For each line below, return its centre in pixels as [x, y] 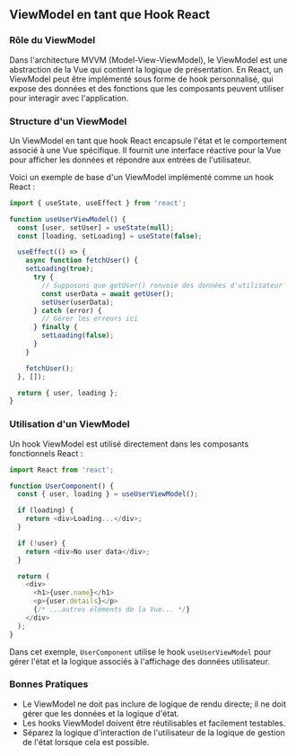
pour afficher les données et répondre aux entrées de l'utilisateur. [131, 160]
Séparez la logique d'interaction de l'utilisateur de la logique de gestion [153, 732]
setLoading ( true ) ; [60, 269]
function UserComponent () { [62, 486]
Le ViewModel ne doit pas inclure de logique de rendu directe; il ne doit [154, 704]
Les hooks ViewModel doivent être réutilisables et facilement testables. [154, 723]
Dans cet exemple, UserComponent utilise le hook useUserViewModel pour [140, 652]
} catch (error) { [67, 310]
